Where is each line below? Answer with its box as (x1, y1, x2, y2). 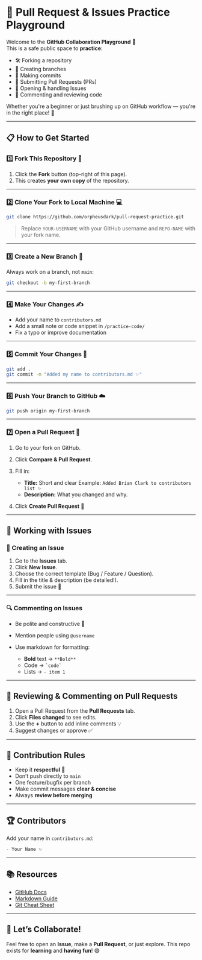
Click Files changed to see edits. (14, 713, 97, 721)
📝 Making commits (14, 72, 61, 79)
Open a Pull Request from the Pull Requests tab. (14, 707, 135, 714)
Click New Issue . (14, 564, 58, 571)
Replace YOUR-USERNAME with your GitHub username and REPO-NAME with (20, 224, 195, 232)
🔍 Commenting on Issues (6, 604, 83, 613)
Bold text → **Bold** (23, 655, 76, 662)
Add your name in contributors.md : (6, 835, 94, 842)
